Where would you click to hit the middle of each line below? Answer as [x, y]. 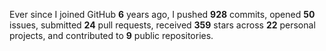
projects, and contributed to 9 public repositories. [111, 35]
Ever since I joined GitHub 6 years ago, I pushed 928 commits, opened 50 [162, 14]
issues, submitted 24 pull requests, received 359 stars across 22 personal [162, 25]
